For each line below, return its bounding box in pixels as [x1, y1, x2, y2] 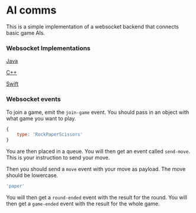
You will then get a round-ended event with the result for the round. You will [6, 194, 188, 201]
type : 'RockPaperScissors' [17, 132, 83, 137]
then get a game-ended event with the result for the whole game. [6, 200, 160, 207]
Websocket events [6, 95, 61, 103]
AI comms [6, 4, 57, 17]
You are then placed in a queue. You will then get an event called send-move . [6, 148, 191, 155]
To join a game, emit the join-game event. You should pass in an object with [6, 109, 190, 116]
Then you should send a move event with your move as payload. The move [6, 166, 186, 173]
